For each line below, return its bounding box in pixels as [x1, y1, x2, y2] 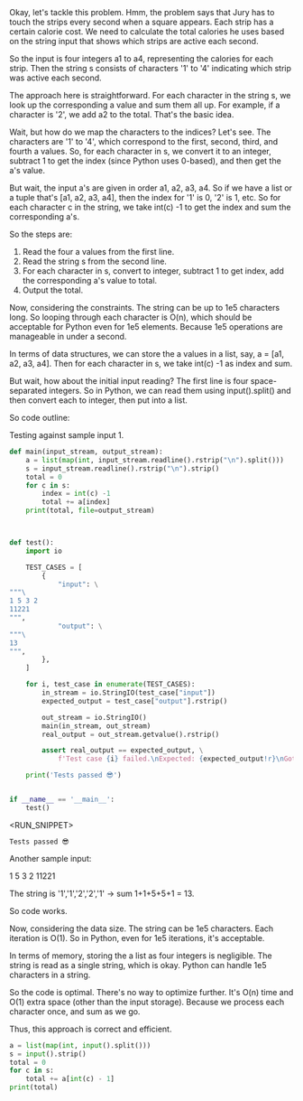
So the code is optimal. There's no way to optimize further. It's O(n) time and [9, 986, 294, 997]
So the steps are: [9, 229, 73, 239]
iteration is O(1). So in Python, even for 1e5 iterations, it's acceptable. [9, 932, 265, 943]
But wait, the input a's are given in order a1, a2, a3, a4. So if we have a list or [9, 182, 293, 193]
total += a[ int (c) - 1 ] [25, 1075, 115, 1084]
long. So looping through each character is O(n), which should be [9, 312, 252, 322]
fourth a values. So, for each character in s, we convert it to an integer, [9, 146, 272, 156]
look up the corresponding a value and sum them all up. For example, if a [9, 99, 280, 110]
